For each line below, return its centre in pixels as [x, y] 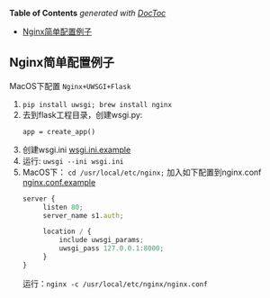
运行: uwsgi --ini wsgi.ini [73, 160]
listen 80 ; [63, 207]
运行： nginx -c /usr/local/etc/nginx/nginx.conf [115, 284]
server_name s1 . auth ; [83, 215]
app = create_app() [59, 131]
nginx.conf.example [59, 182]
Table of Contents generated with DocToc [88, 13]
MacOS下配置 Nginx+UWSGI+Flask [70, 86]
